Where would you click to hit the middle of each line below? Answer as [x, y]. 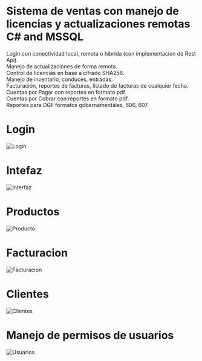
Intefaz [24, 171]
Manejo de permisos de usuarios [90, 335]
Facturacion [37, 253]
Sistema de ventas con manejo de [93, 11]
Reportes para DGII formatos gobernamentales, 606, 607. [78, 105]
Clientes [28, 294]
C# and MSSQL [45, 37]
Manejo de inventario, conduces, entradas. [60, 79]
